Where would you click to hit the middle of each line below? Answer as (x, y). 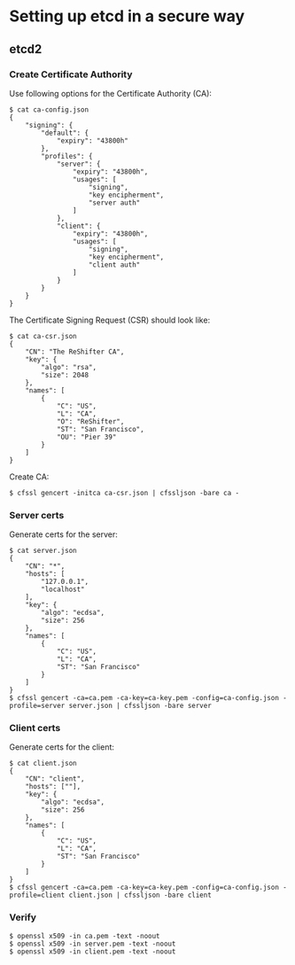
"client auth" (114, 265)
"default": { (65, 133)
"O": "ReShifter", (90, 421)
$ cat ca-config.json (49, 109)
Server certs (37, 515)
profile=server (37, 706)
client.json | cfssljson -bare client (140, 895)
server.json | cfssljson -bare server (140, 706)
